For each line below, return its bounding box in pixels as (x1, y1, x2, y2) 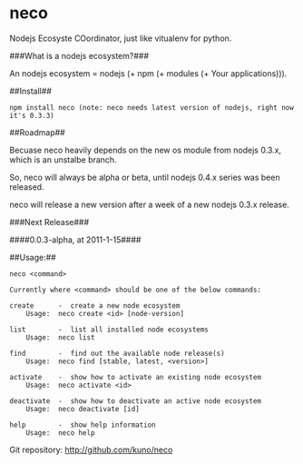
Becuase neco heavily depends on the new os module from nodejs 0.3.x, (9, 144, 282, 155)
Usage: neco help (25, 428, 95, 438)
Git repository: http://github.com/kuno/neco (9, 444, 173, 455)
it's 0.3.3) (9, 111, 54, 120)
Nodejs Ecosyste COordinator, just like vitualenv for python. (9, 33, 232, 44)
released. (9, 181, 44, 193)
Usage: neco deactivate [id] (25, 404, 141, 413)
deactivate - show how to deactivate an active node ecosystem (9, 396, 261, 406)
